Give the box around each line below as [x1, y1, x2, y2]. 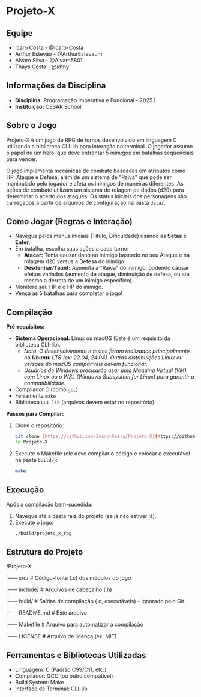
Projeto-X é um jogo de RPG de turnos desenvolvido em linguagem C [6, 136, 177, 144]
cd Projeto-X [14, 439, 48, 445]
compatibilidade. [23, 380, 66, 387]
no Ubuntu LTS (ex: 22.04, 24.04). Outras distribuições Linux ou [23, 354, 183, 361]
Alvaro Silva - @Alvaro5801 [14, 57, 83, 64]
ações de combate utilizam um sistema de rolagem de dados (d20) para [6, 186, 184, 193]
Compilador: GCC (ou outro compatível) [14, 672, 113, 680]
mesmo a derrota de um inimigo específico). [23, 277, 134, 284]
